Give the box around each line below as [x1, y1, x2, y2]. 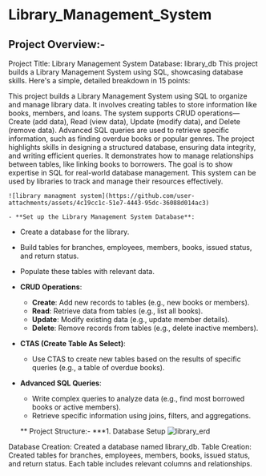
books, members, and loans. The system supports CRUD [8, 108, 196, 118]
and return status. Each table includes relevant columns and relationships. [8, 459, 252, 468]
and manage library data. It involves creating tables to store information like [8, 100, 258, 109]
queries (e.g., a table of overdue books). [31, 363, 165, 372]
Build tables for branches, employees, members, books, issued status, [19, 243, 252, 252]
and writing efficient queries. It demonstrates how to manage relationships [8, 151, 254, 160]
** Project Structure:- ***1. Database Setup [19, 426, 166, 436]
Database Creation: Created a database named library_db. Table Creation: [8, 442, 252, 451]
